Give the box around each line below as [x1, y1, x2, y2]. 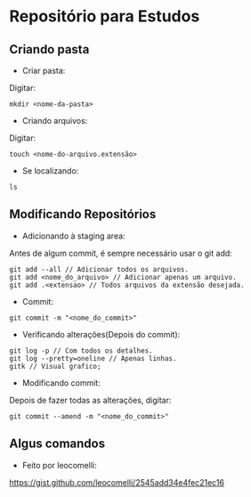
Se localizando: [21, 166, 79, 175]
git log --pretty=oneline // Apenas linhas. [9, 354, 177, 363]
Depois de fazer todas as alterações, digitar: [9, 395, 172, 405]
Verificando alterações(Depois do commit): [21, 329, 181, 339]
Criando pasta [9, 42, 90, 57]
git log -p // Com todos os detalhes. [9, 346, 153, 355]
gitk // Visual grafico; [9, 362, 101, 371]
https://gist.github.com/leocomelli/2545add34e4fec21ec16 [9, 477, 225, 487]
